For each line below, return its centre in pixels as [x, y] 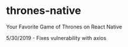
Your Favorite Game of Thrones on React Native [64, 27]
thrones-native [44, 11]
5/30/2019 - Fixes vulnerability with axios [56, 38]
